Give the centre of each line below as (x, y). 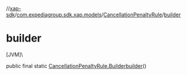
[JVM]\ (15, 54)
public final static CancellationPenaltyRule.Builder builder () (76, 66)
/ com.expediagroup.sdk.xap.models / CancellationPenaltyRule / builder (98, 15)
